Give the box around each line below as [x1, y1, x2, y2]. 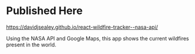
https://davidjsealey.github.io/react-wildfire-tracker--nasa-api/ [6, 23, 158, 31]
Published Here [6, 4, 83, 18]
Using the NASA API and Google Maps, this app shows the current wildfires [6, 35, 190, 42]
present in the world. [6, 41, 57, 48]
